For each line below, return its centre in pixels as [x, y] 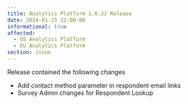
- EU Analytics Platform [49, 46]
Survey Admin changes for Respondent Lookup [85, 93]
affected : [22, 33]
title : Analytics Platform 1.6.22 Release [70, 14]
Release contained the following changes [66, 72]
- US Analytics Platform [49, 40]
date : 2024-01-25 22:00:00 [46, 20]
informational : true [37, 26]
